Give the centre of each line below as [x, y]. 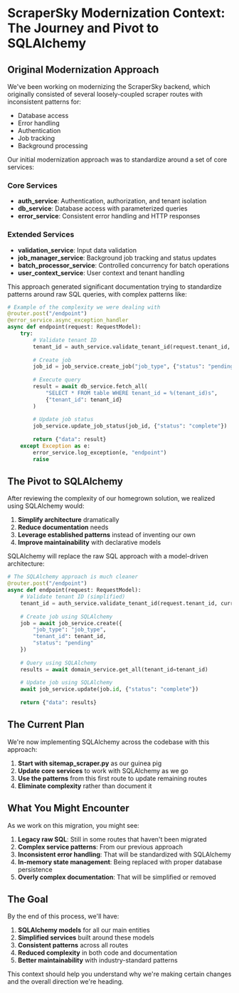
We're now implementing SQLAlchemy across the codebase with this [108, 742]
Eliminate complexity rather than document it [85, 786]
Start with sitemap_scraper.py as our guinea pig [90, 763]
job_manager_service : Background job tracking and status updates [117, 257]
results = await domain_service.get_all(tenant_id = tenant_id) [114, 669]
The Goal [28, 899]
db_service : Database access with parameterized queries [102, 208]
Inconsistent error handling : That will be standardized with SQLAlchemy [124, 854]
